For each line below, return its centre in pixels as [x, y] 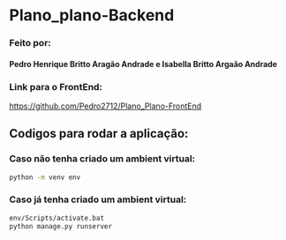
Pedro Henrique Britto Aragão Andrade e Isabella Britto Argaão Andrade [143, 64]
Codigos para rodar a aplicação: [99, 134]
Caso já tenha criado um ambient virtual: [98, 199]
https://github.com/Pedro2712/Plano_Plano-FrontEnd [105, 106]
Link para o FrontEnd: [56, 86]
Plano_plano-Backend [92, 15]
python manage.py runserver [61, 226]
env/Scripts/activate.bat [56, 218]
